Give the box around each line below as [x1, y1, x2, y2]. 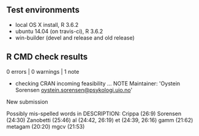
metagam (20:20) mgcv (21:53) [6, 123, 85, 130]
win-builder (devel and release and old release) [15, 34, 135, 41]
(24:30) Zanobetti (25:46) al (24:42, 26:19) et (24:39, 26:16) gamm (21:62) [6, 116, 193, 124]
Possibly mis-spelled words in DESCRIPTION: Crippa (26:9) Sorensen [6, 110, 182, 117]
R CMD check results [6, 52, 88, 62]
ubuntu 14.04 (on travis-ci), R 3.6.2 [15, 27, 103, 35]
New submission [6, 98, 48, 106]
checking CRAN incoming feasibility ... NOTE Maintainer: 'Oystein [15, 79, 181, 87]
